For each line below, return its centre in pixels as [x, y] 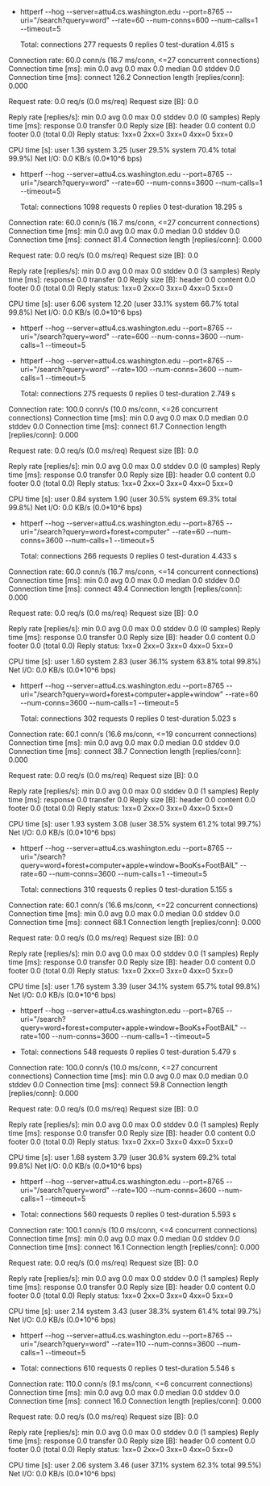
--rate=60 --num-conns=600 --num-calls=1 [185, 20]
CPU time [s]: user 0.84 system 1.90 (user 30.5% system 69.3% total [123, 499]
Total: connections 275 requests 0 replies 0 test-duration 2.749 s [128, 393]
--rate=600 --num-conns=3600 [165, 337]
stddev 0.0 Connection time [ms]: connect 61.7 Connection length [118, 426]
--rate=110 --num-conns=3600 [163, 1344]
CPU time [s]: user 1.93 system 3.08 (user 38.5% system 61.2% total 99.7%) [135, 824]
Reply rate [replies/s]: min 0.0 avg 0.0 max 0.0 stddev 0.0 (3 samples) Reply [134, 271]
